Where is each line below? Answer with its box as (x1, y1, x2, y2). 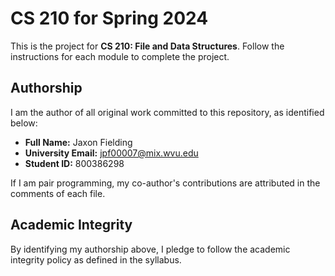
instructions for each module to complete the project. (10, 50, 230, 62)
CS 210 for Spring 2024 (10, 7, 209, 30)
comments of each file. (10, 187, 106, 199)
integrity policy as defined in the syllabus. (10, 253, 182, 266)
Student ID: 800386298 (24, 157, 125, 169)
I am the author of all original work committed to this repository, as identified (10, 106, 325, 118)
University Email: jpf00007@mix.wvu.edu (24, 147, 199, 159)
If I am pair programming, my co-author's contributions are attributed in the (10, 177, 321, 189)
